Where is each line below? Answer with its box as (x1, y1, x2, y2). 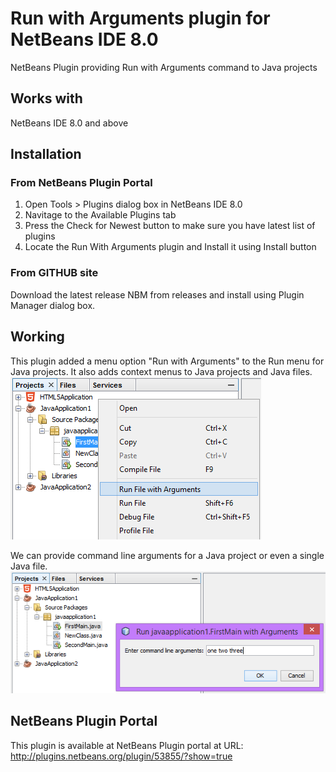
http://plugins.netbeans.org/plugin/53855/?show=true (10, 750, 233, 762)
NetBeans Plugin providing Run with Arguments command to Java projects (10, 61, 318, 73)
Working (10, 328, 65, 346)
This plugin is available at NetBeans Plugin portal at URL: (10, 739, 244, 751)
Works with (10, 90, 83, 107)
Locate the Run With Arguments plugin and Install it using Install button (24, 241, 317, 253)
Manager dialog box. (10, 299, 96, 311)
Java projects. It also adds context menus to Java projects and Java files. (10, 365, 313, 377)
